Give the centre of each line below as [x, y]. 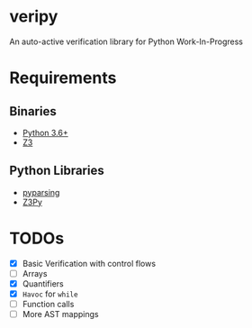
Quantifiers [43, 283]
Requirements [63, 78]
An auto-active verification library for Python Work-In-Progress [126, 41]
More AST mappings [60, 314]
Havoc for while [50, 294]
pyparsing [41, 192]
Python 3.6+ [45, 132]
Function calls [48, 304]
